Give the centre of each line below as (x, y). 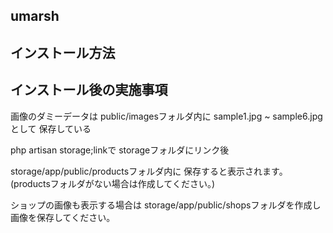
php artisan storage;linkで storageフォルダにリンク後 (120, 150)
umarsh (35, 16)
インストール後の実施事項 (89, 90)
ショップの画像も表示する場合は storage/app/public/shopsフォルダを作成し (166, 205)
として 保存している (51, 128)
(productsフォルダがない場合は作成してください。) (113, 183)
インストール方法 (63, 52)
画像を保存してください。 (63, 217)
